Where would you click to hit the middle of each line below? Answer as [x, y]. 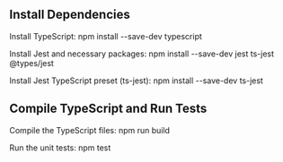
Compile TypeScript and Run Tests [108, 109]
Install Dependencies [70, 15]
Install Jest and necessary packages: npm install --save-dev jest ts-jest [142, 54]
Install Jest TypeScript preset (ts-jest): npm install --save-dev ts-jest [136, 81]
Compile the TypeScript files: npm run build [90, 130]
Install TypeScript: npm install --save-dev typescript [106, 36]
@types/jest [31, 63]
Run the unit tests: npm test [60, 148]
